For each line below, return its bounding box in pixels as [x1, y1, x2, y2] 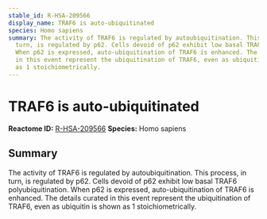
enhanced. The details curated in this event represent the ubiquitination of [8, 193, 251, 202]
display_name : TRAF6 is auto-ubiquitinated [8, 19, 155, 27]
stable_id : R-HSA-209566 [8, 11, 91, 20]
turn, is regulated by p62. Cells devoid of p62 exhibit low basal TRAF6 [8, 176, 238, 186]
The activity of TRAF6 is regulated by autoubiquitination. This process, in [8, 167, 247, 177]
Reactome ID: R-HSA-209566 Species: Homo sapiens [8, 124, 187, 133]
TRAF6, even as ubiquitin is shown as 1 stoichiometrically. [8, 202, 197, 211]
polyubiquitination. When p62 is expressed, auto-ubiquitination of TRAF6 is [8, 184, 254, 194]
